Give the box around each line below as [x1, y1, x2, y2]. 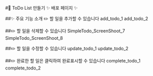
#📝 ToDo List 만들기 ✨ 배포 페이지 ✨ [5, 5, 78, 11]
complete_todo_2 [5, 65, 41, 71]
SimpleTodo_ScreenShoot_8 [5, 35, 63, 41]
